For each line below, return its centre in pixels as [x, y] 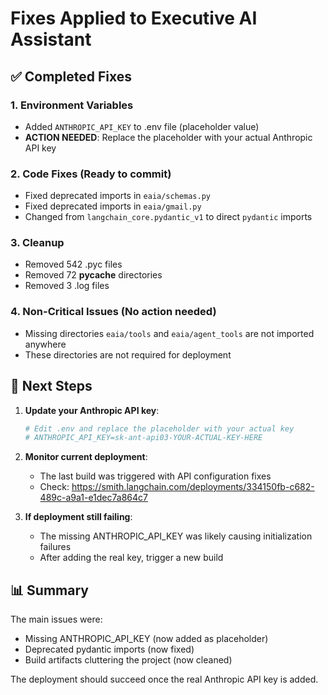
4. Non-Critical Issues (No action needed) [113, 312]
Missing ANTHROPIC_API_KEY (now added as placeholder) [146, 639]
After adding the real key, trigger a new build [131, 558]
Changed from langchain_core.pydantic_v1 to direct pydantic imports [168, 217]
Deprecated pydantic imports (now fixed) [109, 649]
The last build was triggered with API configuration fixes [155, 476]
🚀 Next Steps [51, 386]
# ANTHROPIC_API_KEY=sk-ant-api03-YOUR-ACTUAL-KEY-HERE [143, 438]
